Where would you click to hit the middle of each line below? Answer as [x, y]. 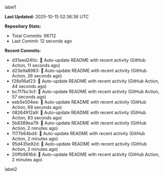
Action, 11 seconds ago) [36, 65]
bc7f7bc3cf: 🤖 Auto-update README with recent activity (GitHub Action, [85, 91]
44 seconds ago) [29, 86]
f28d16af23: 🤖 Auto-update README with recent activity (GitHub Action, [85, 81]
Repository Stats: [23, 26]
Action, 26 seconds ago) [37, 76]
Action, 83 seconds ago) [37, 118]
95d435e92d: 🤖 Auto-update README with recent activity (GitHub [79, 144]
